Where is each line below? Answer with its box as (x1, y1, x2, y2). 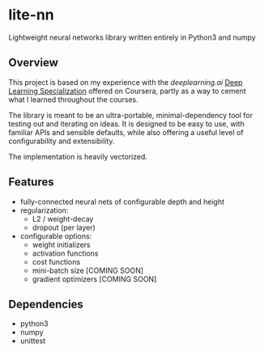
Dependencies (8, 297, 83, 311)
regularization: (19, 205, 69, 215)
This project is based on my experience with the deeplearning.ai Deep (8, 77, 243, 87)
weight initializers (32, 240, 91, 249)
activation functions (32, 248, 99, 258)
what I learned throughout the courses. (8, 95, 139, 104)
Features (8, 176, 54, 189)
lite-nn (8, 6, 54, 24)
